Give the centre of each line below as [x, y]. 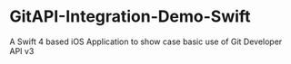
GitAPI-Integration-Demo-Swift [130, 17]
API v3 [22, 50]
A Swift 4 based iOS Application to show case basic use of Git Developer [146, 41]
